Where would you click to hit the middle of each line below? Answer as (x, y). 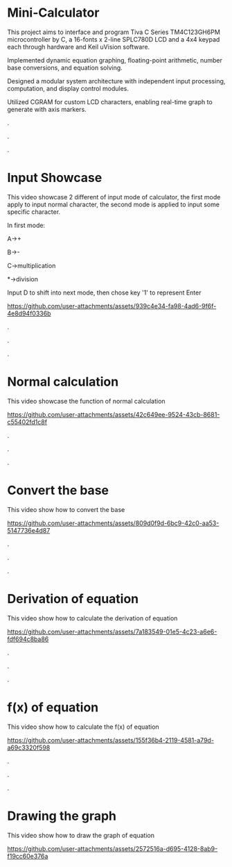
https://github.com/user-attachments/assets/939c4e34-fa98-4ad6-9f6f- (112, 306)
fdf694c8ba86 (28, 639)
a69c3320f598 (29, 748)
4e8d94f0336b (29, 313)
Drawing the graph (62, 816)
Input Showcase (55, 178)
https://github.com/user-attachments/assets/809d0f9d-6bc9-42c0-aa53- (113, 523)
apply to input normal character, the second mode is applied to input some (114, 204)
